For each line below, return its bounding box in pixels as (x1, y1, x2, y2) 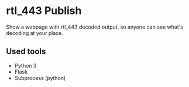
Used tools (6, 47, 46, 57)
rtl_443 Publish (6, 4, 82, 18)
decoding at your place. (6, 29, 63, 36)
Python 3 (14, 62, 37, 69)
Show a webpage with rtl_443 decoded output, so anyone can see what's (6, 23, 183, 30)
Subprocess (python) (14, 74, 66, 81)
